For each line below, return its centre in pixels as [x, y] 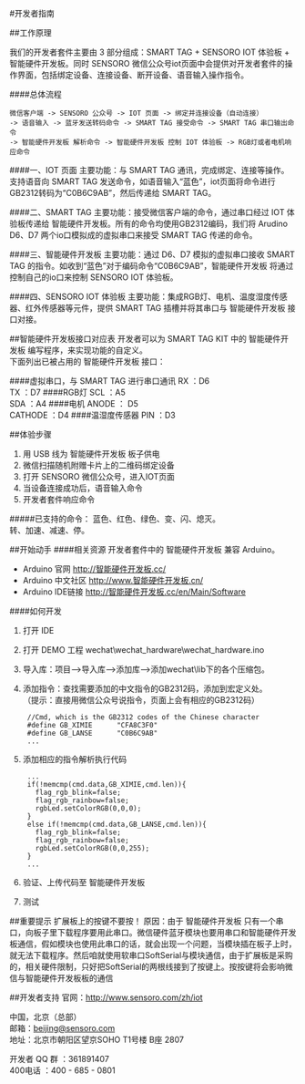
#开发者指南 [32, 13]
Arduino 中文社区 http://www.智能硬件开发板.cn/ [113, 580]
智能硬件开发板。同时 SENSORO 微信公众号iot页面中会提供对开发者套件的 [147, 63]
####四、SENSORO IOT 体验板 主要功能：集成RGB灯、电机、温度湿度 [141, 296]
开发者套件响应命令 [59, 499]
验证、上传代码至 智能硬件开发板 [84, 882]
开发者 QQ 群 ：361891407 [59, 1059]
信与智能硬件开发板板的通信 [61, 978]
